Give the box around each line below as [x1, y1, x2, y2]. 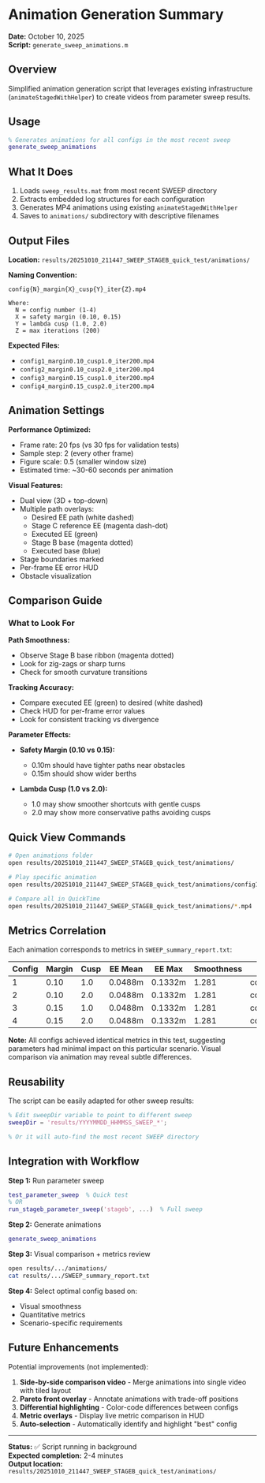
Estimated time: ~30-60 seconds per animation [19, 465, 174, 475]
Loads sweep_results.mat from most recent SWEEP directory [19, 186, 218, 196]
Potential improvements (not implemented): [8, 1362, 148, 1371]
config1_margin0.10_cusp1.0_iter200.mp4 [19, 357, 155, 365]
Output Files [8, 234, 69, 248]
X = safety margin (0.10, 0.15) [15, 313, 122, 321]
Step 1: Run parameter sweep [8, 1176, 105, 1185]
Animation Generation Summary [8, 6, 224, 24]
